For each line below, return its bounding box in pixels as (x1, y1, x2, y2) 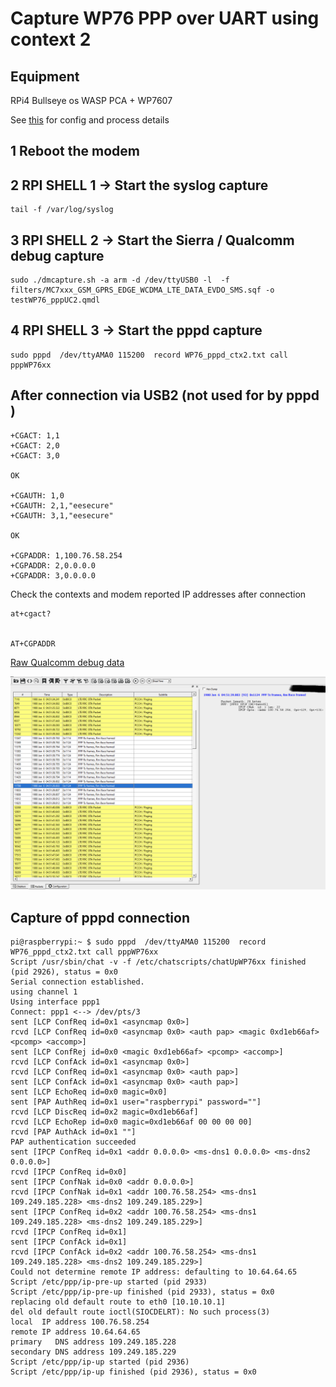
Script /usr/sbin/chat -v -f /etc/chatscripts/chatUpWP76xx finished (10, 957, 307, 967)
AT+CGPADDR (10, 638, 56, 649)
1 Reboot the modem (10, 143, 140, 160)
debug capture (10, 247, 105, 264)
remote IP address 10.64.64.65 (10, 1327, 141, 1337)
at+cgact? (10, 608, 52, 619)
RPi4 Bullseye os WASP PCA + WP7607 (10, 95, 173, 106)
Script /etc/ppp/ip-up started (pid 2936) (10, 1357, 190, 1367)
